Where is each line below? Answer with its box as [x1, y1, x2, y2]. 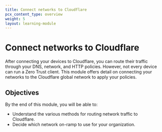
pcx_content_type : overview [5, 12, 63, 17]
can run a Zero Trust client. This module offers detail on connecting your [5, 69, 153, 75]
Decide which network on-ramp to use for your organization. [12, 122, 135, 127]
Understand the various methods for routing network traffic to [12, 111, 138, 117]
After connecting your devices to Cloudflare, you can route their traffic [5, 59, 148, 65]
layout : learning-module [5, 21, 56, 26]
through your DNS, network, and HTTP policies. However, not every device [5, 64, 157, 69]
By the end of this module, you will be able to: [5, 101, 98, 107]
